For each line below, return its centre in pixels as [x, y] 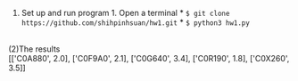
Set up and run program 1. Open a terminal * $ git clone [125, 13]
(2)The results [34, 49]
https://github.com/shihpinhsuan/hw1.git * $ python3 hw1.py [136, 22]
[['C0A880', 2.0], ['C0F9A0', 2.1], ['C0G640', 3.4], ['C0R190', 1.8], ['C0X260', [149, 58]
